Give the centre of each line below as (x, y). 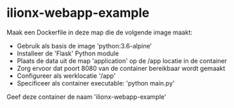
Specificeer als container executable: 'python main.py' (96, 83)
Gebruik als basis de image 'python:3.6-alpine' (84, 46)
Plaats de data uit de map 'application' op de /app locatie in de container (122, 60)
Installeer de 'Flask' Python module (68, 53)
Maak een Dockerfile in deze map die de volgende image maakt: (99, 32)
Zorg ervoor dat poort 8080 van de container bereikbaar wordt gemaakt (121, 68)
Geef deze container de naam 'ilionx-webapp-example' (86, 97)
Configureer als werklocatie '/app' (66, 76)
